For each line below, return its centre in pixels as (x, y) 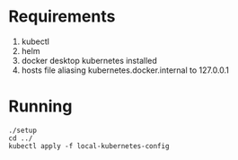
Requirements (62, 17)
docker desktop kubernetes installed (89, 60)
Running (40, 107)
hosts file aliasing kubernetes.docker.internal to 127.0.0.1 (125, 70)
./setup (23, 130)
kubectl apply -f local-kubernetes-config (89, 146)
